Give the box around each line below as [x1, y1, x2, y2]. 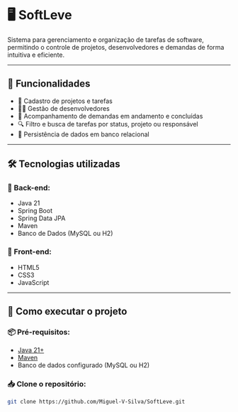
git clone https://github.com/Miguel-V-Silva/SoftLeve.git [7, 398, 186, 405]
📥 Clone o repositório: [7, 379, 86, 389]
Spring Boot [17, 207, 53, 215]
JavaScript [17, 278, 50, 286]
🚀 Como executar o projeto [7, 305, 127, 318]
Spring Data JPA [17, 214, 66, 222]
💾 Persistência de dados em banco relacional [17, 130, 150, 139]
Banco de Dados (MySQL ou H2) [17, 229, 113, 238]
